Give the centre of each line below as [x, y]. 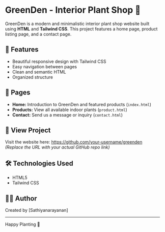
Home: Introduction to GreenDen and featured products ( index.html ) [82, 104]
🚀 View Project [28, 130]
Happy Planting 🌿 [23, 224]
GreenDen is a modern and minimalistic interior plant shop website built [77, 24]
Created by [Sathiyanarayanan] [37, 210]
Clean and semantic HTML [39, 72]
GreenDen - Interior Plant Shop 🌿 [73, 10]
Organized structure [32, 77]
